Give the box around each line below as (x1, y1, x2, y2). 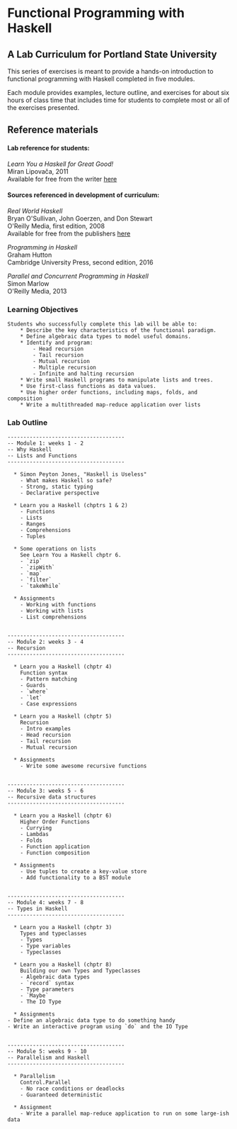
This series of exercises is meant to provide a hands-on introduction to (7, 67, 214, 75)
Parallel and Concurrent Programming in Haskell (7, 272, 149, 280)
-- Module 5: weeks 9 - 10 (7, 1048, 87, 1055)
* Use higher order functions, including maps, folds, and (20, 389, 198, 396)
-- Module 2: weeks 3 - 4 (7, 638, 83, 646)
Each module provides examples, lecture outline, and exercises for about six (7, 89, 230, 96)
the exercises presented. (7, 104, 80, 111)
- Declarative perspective (20, 489, 100, 497)
